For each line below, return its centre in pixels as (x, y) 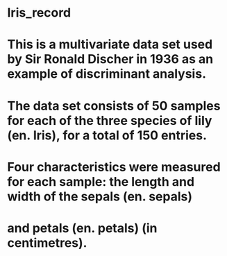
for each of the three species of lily (110, 120)
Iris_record (39, 13)
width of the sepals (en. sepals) (100, 196)
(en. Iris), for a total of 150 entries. (107, 135)
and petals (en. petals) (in (82, 228)
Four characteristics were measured (114, 167)
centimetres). (47, 242)
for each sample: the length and (101, 181)
